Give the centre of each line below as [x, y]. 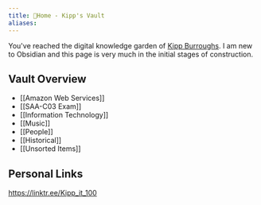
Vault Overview [47, 79]
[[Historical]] [41, 141]
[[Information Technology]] [64, 115]
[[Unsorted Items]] [50, 149]
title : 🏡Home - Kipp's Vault [56, 15]
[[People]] [36, 132]
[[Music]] [35, 123]
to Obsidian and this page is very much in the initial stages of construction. [130, 54]
